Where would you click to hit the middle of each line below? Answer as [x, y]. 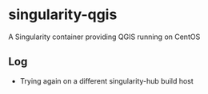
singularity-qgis [63, 15]
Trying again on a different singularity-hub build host [106, 80]
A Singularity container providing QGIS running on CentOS [104, 37]
